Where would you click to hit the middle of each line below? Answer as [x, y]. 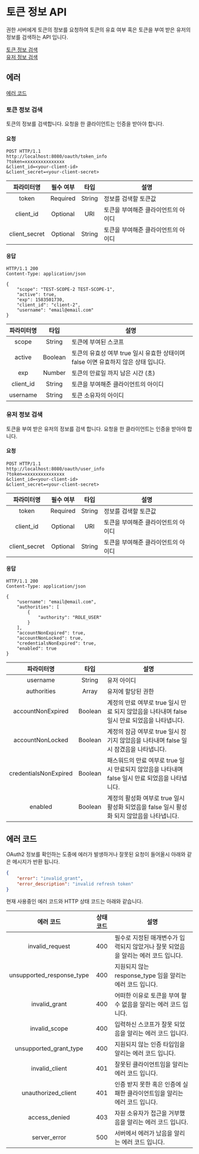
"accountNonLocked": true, [50, 638]
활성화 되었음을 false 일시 [141, 807]
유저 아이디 [121, 681]
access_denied [49, 1117]
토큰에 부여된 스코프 [98, 342]
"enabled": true [37, 649]
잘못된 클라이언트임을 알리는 [152, 1065]
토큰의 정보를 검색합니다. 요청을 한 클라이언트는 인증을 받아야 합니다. [85, 124]
